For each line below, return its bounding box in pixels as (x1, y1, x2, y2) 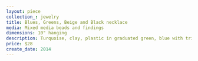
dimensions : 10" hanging (6, 30, 67, 36)
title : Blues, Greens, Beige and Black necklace (6, 19, 128, 25)
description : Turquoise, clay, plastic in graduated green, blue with (6, 35, 183, 41)
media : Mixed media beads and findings (6, 24, 104, 31)
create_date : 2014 (6, 46, 51, 52)
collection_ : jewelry (6, 14, 60, 20)
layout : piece (6, 8, 41, 15)
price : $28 (6, 41, 33, 47)
